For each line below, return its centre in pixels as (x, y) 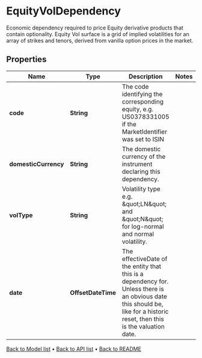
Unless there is (143, 289)
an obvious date (144, 296)
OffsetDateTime (93, 292)
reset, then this (143, 319)
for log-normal (143, 226)
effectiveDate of (145, 259)
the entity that (141, 266)
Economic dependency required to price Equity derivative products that (95, 28)
